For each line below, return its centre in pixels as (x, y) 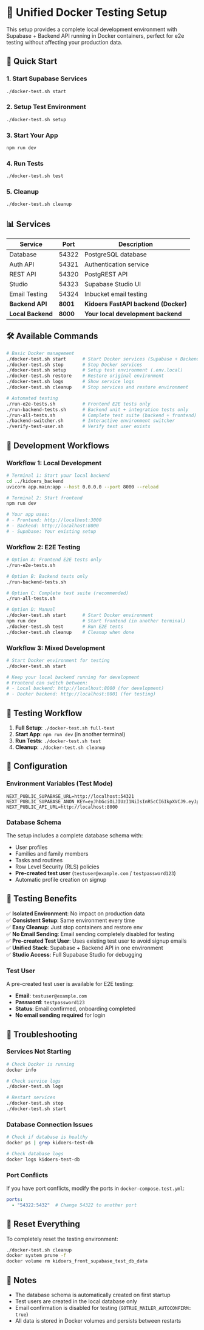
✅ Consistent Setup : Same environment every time (71, 920)
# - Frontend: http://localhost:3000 (54, 520)
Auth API (22, 264)
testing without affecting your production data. (64, 42)
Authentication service (117, 264)
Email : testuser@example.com (51, 996)
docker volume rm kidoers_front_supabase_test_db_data (77, 1261)
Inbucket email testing (116, 294)
